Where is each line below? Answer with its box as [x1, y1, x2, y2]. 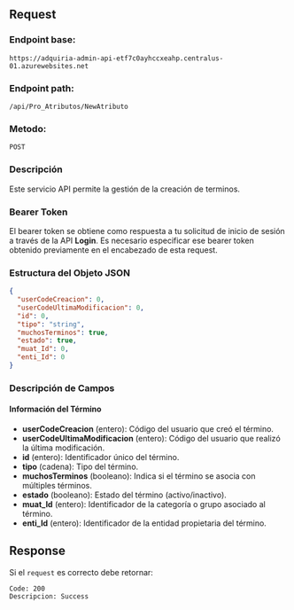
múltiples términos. [21, 481, 93, 491]
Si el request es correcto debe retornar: [9, 567, 153, 577]
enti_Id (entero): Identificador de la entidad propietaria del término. [21, 518, 267, 528]
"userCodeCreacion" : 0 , [17, 295, 104, 304]
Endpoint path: [9, 82, 74, 94]
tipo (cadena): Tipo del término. [21, 461, 139, 473]
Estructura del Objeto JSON [9, 266, 131, 278]
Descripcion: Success [9, 591, 89, 601]
